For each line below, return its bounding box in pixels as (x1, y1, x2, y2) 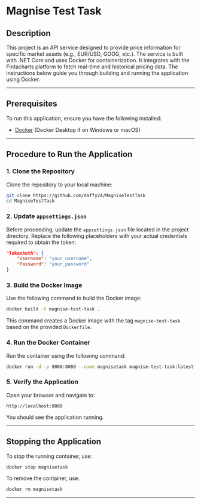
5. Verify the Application (6, 378, 79, 386)
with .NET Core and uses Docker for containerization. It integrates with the (6, 57, 190, 64)
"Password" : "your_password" (17, 261, 90, 267)
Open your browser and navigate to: (6, 391, 95, 399)
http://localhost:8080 (6, 403, 63, 409)
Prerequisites (6, 99, 57, 109)
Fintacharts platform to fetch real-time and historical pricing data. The (6, 63, 178, 70)
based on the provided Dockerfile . (6, 324, 92, 331)
